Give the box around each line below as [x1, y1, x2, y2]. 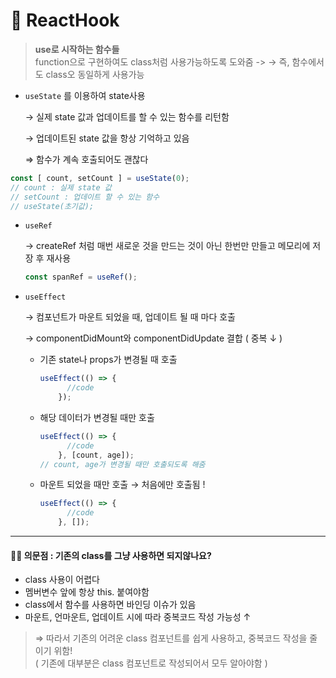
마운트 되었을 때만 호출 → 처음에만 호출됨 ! [39, 479, 206, 491]
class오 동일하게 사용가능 [45, 68, 145, 80]
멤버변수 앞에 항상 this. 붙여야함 [24, 586, 150, 598]
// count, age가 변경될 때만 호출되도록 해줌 [39, 459, 206, 469]
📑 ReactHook [10, 9, 120, 32]
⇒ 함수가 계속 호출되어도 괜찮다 [24, 153, 149, 165]
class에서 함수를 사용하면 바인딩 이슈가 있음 [24, 599, 197, 611]
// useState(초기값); [10, 201, 95, 211]
